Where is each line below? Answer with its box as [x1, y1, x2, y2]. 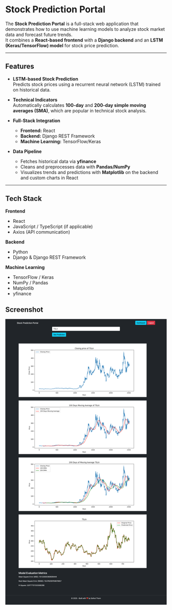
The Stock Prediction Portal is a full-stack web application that [5, 21, 139, 27]
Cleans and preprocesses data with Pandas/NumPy [20, 163, 131, 170]
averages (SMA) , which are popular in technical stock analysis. [12, 107, 147, 113]
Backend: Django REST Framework [20, 132, 95, 139]
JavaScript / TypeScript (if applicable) [12, 223, 93, 230]
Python [12, 249, 28, 255]
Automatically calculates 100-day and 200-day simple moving [12, 102, 146, 108]
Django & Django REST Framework [12, 254, 86, 260]
